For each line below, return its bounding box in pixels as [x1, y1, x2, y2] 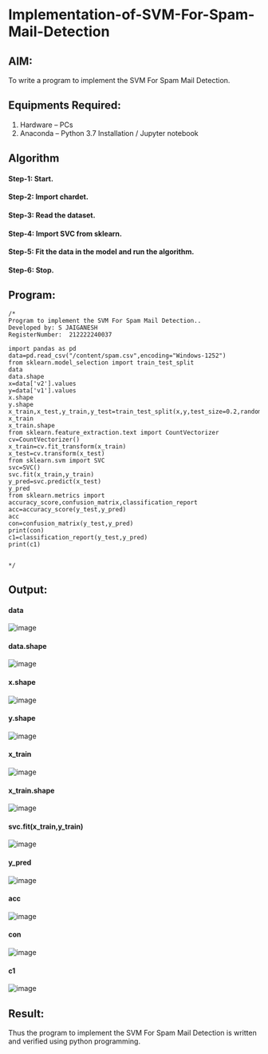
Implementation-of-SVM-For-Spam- [8, 6, 255, 24]
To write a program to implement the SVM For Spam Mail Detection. [8, 76, 231, 85]
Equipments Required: [8, 98, 121, 113]
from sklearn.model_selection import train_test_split [8, 358, 195, 367]
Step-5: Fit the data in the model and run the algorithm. [8, 247, 195, 257]
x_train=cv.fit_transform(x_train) [8, 442, 127, 451]
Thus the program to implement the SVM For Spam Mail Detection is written [8, 1028, 257, 1038]
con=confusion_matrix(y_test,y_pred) [8, 519, 134, 527]
